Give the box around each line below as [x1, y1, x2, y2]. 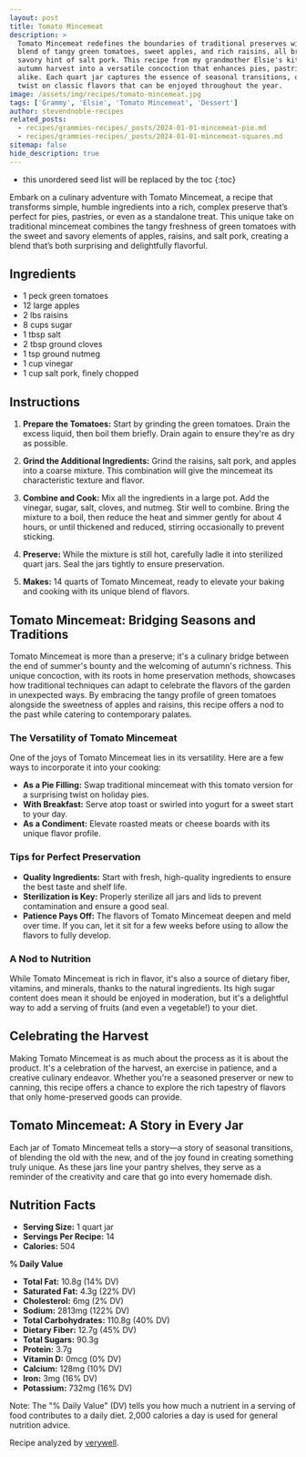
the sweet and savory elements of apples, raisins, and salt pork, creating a [9, 230, 289, 241]
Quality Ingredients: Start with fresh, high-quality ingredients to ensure [22, 871, 291, 882]
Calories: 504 [22, 1241, 76, 1252]
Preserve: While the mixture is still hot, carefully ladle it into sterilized [22, 549, 284, 560]
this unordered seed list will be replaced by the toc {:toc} [22, 174, 237, 185]
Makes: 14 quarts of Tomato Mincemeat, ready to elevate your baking [22, 576, 285, 588]
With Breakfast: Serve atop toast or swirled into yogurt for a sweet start [22, 799, 294, 810]
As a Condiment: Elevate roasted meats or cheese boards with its [22, 818, 270, 829]
